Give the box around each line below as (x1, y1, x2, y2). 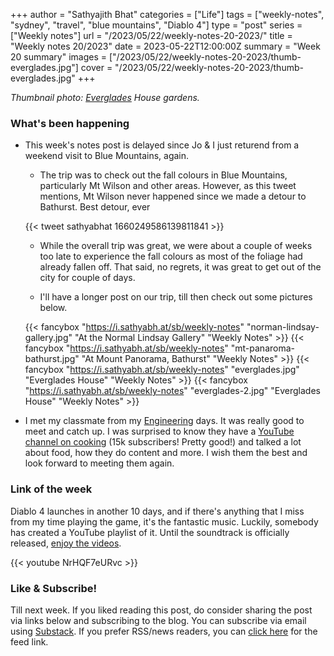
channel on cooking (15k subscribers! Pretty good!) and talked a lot (24, 436, 302, 448)
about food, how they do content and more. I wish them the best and (24, 447, 308, 459)
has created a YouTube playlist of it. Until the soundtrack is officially (10, 526, 290, 538)
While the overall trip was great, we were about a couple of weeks (39, 240, 313, 252)
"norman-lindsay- (246, 321, 320, 333)
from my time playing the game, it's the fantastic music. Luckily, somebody (10, 515, 319, 528)
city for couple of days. (39, 272, 136, 284)
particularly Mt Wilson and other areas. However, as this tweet (39, 180, 297, 192)
